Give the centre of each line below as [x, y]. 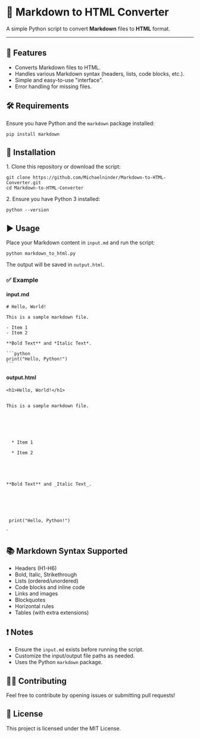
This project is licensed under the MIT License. [64, 728]
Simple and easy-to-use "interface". [59, 80]
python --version [28, 210]
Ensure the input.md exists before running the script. [79, 650]
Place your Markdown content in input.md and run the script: [81, 243]
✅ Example [22, 280]
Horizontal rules [34, 606]
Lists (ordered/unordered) [46, 581]
